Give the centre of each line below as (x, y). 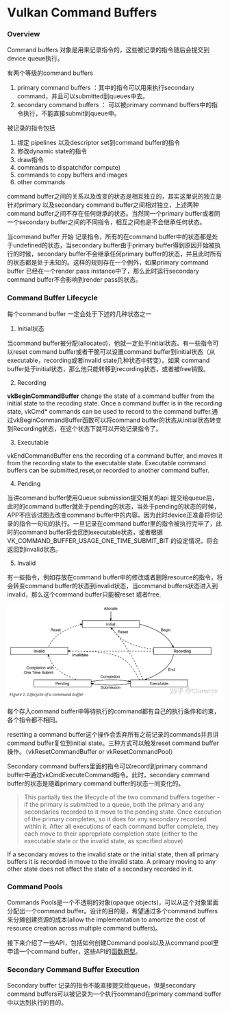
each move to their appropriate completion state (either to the (111, 834)
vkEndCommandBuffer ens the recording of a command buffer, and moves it (115, 456)
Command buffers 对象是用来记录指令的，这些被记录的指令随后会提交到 (108, 50)
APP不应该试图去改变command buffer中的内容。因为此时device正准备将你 (112, 515)
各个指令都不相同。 (34, 720)
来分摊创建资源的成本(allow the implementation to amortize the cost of (106, 920)
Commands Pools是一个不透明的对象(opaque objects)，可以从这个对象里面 (113, 902)
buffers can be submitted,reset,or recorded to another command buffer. (108, 470)
